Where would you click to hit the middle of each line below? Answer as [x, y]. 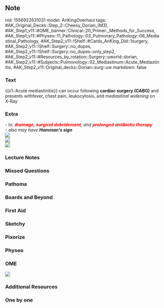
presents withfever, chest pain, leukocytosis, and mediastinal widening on [80, 96]
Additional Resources [31, 287]
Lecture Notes [22, 157]
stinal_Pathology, [22, 41]
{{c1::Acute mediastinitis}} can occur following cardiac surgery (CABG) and [82, 91]
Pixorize [15, 237]
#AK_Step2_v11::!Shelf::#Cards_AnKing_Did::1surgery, [95, 41]
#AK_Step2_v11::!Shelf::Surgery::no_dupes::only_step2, [60, 51]
